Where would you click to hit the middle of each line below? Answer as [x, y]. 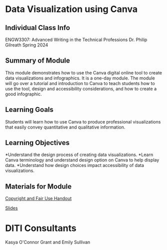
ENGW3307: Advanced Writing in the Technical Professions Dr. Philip [76, 39]
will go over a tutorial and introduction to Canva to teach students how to [80, 83]
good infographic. [23, 94]
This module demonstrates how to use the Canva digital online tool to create [84, 72]
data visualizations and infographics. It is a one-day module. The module [80, 78]
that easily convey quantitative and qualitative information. [65, 127]
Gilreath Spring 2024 [27, 45]
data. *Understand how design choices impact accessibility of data [74, 165]
